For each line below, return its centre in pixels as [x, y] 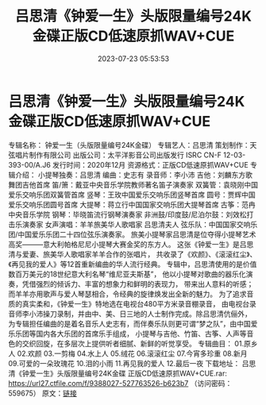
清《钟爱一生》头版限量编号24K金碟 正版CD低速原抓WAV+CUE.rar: [118, 373]
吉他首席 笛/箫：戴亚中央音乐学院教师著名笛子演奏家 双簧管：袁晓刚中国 [140, 184]
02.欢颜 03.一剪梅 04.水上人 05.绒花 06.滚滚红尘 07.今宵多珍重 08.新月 [132, 353]
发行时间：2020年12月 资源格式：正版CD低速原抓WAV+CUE [150, 164]
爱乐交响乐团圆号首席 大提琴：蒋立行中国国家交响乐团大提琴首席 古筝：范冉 [132, 204]
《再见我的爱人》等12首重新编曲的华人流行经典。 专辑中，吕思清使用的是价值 [133, 264]
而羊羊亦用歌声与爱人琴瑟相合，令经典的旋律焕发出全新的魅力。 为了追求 [127, 294]
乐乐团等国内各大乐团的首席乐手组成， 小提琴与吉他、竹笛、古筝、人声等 [127, 334]
